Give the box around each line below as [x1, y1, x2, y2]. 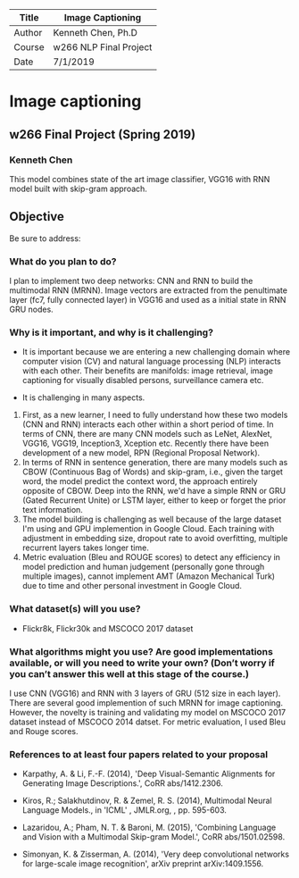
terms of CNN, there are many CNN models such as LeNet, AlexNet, [21, 429, 273, 439]
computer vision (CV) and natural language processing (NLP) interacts [21, 356, 281, 367]
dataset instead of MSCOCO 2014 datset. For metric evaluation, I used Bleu [9, 716, 286, 727]
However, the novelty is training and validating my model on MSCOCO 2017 [9, 707, 287, 717]
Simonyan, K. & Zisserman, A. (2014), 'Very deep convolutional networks [21, 849, 290, 860]
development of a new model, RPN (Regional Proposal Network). [21, 447, 261, 458]
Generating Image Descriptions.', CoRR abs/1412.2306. [21, 778, 223, 789]
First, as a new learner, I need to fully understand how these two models [21, 410, 288, 421]
